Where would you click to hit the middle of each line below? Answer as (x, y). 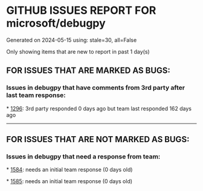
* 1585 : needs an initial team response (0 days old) (69, 181)
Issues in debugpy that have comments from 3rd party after (96, 88)
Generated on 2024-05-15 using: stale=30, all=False (72, 40)
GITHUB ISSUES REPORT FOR (81, 11)
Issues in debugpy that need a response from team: (83, 156)
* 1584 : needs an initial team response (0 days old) (69, 170)
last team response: (36, 95)
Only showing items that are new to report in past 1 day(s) (78, 51)
